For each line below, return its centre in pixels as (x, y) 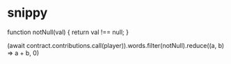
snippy (27, 13)
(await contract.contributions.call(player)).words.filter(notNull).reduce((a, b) (116, 45)
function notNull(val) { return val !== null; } (68, 32)
